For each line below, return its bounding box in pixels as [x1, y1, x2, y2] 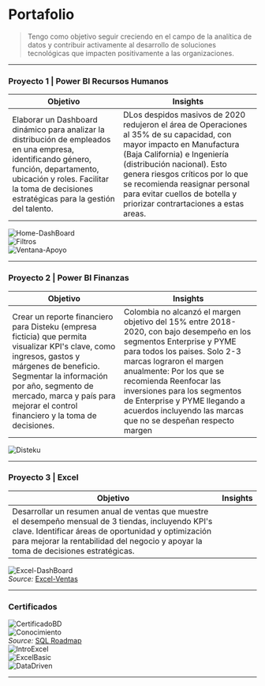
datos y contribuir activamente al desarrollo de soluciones [27, 40, 217, 49]
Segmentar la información [12, 370, 108, 381]
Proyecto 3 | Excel [8, 472, 79, 483]
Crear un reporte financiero [12, 311, 114, 322]
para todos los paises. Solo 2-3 [123, 345, 242, 356]
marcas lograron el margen [123, 356, 224, 367]
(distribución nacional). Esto [123, 159, 227, 170]
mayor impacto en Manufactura [123, 139, 240, 150]
